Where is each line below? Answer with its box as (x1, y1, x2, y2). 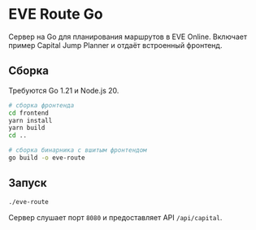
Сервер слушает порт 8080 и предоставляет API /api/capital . (8, 212, 223, 222)
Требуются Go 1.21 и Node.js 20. (8, 85, 119, 95)
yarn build (8, 124, 46, 132)
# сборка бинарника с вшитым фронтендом (8, 146, 148, 154)
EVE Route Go (8, 5, 103, 24)
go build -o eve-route (8, 154, 85, 162)
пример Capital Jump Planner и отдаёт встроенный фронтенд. (8, 40, 223, 50)
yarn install (8, 116, 53, 124)
